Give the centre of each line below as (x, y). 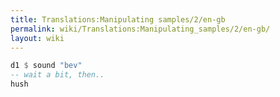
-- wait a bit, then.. (57, 75)
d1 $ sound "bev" (46, 66)
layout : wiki (37, 38)
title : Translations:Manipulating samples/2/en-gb (118, 19)
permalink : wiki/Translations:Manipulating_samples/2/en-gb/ (140, 29)
